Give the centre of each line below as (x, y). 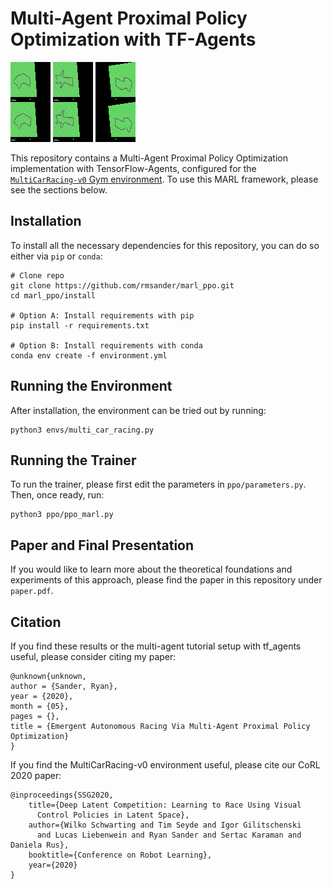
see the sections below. (59, 189)
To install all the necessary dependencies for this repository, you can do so (165, 245)
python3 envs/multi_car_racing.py (82, 430)
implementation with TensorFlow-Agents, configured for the (133, 168)
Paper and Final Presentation (102, 545)
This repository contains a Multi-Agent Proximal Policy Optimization (149, 158)
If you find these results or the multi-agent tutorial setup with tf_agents (156, 646)
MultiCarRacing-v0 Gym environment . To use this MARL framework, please (164, 179)
